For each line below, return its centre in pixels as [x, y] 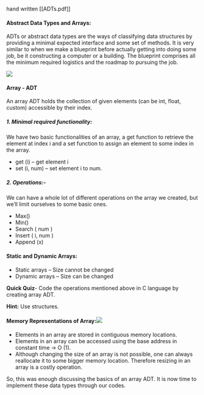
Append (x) [29, 242]
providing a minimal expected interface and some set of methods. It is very [100, 43]
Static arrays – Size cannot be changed [64, 270]
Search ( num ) [34, 229]
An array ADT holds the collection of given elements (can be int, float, [94, 101]
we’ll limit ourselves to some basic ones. [57, 205]
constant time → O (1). [43, 347]
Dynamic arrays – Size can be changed [64, 276]
